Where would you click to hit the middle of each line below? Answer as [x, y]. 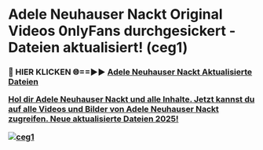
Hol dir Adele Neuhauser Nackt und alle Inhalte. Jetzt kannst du [131, 99]
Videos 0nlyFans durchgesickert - [122, 31]
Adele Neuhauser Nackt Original [115, 14]
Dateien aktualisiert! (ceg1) [98, 48]
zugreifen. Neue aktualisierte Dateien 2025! [93, 119]
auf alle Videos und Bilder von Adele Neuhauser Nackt [114, 109]
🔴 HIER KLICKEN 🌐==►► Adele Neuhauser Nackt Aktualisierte [130, 72]
